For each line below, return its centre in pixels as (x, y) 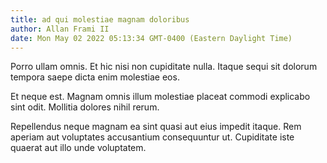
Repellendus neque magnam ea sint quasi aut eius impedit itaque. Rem (156, 127)
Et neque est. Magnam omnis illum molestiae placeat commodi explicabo (160, 97)
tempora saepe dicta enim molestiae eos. (95, 77)
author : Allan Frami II (60, 29)
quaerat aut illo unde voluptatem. (78, 148)
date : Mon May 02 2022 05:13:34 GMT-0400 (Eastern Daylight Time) (151, 38)
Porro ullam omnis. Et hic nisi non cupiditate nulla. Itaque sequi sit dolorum (164, 67)
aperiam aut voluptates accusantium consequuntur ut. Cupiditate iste (152, 137)
